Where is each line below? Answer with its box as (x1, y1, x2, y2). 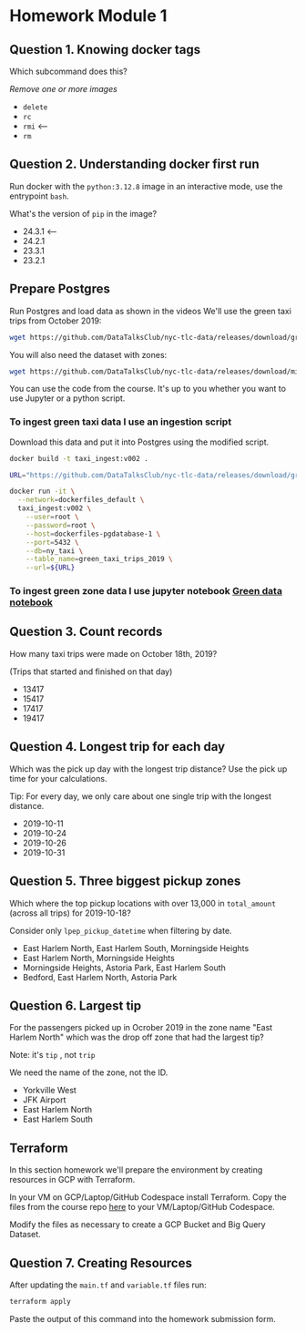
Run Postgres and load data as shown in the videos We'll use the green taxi (9, 305, 291, 316)
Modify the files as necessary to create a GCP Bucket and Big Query (9, 1219, 266, 1230)
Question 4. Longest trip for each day (9, 739, 226, 754)
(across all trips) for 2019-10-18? (9, 907, 132, 918)
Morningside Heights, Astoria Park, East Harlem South (22, 962, 226, 973)
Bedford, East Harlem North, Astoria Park (22, 971, 178, 982)
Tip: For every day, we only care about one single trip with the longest (9, 790, 271, 802)
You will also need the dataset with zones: (9, 349, 168, 360)
